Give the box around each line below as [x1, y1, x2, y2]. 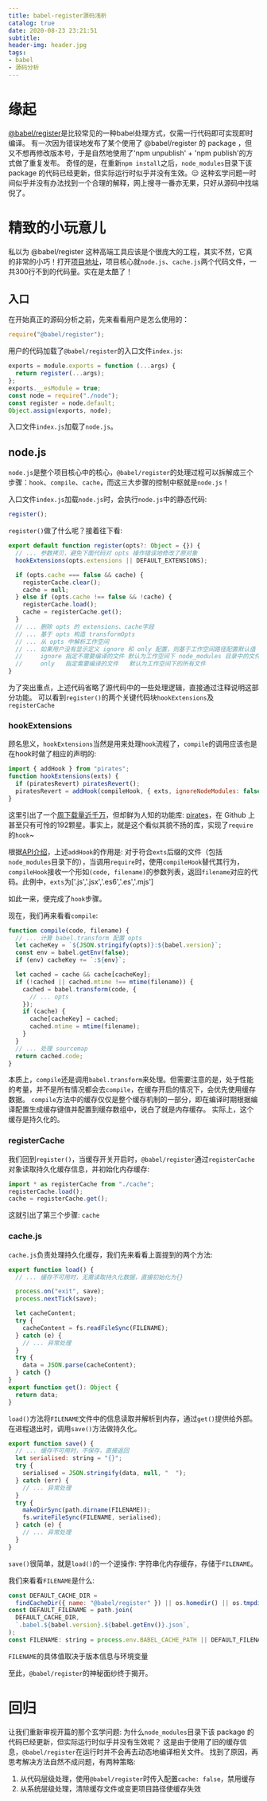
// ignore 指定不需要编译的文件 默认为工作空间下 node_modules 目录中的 [15, 653, 249, 661]
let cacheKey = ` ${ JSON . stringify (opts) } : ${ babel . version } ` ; [15, 941, 222, 949]
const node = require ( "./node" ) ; [8, 391, 119, 399]
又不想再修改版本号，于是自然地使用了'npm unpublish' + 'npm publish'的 [8, 148, 246, 158]
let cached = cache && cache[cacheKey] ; [15, 971, 151, 979]
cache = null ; [22, 586, 69, 594]
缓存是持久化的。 [8, 1115, 64, 1124]
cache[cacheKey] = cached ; [29, 1015, 119, 1023]
